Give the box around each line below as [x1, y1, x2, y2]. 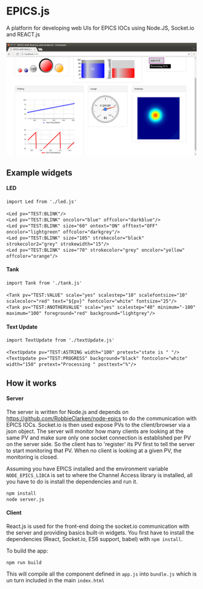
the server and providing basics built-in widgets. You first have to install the [6, 529, 195, 536]
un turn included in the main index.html [6, 577, 105, 584]
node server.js [6, 496, 45, 502]
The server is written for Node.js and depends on [6, 408, 129, 415]
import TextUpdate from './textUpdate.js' [6, 337, 115, 343]
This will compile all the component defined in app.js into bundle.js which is [6, 570, 197, 577]
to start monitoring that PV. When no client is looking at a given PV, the [6, 447, 182, 454]
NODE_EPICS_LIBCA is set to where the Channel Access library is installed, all [6, 471, 193, 479]
